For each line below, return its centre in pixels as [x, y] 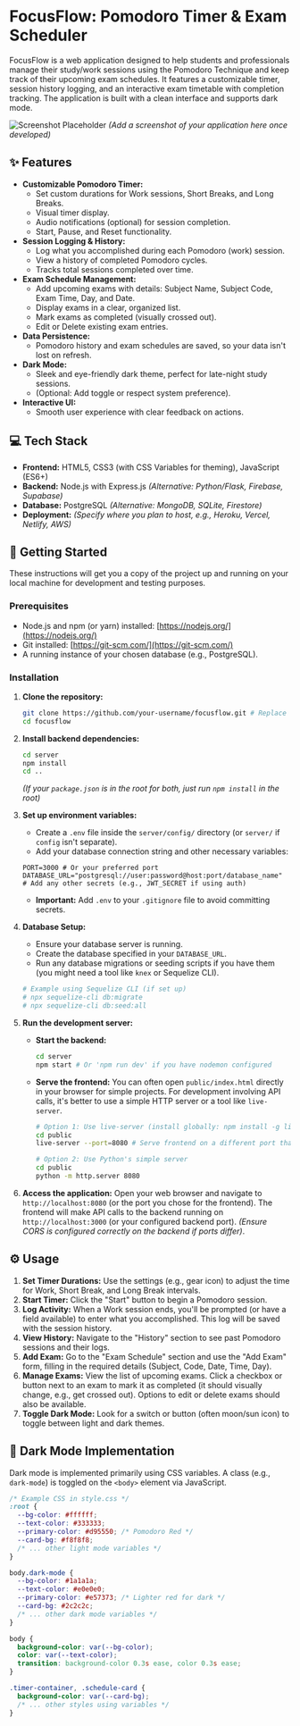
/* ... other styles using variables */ [93, 1705]
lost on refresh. [63, 355]
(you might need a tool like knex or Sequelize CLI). [127, 973]
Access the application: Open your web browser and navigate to [142, 1193]
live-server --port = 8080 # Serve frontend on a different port [156, 1144]
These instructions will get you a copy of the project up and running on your [149, 574]
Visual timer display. [72, 213]
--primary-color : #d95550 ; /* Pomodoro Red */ [105, 1532]
